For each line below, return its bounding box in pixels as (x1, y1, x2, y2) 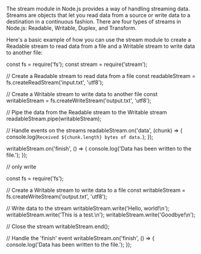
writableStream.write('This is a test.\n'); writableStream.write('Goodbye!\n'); (6, 211, 196, 218)
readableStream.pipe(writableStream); (6, 115, 101, 122)
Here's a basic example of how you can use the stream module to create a (6, 36, 191, 43)
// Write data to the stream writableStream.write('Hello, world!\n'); (6, 205, 170, 212)
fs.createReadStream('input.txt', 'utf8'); (6, 79, 104, 86)
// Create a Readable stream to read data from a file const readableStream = (6, 73, 196, 79)
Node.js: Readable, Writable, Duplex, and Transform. (6, 24, 137, 31)
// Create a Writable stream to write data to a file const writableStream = (6, 187, 186, 194)
